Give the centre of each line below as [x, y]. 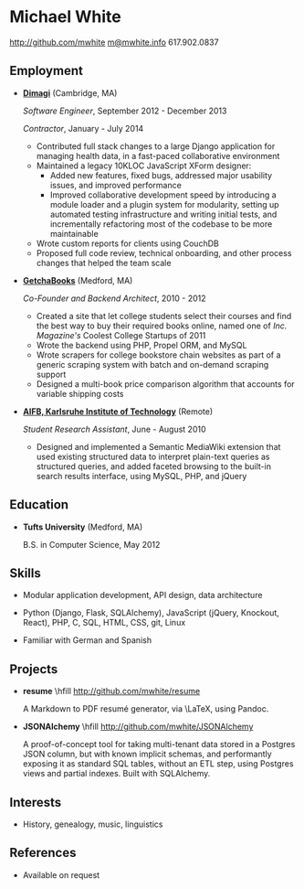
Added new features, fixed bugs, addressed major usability [161, 175]
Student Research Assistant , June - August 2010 [114, 429]
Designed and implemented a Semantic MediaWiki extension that [158, 446]
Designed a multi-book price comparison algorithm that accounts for [165, 384]
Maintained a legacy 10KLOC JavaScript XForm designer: [144, 166]
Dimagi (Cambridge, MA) [70, 92]
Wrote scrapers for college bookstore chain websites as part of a [158, 355]
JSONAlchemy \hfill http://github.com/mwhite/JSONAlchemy [138, 727]
